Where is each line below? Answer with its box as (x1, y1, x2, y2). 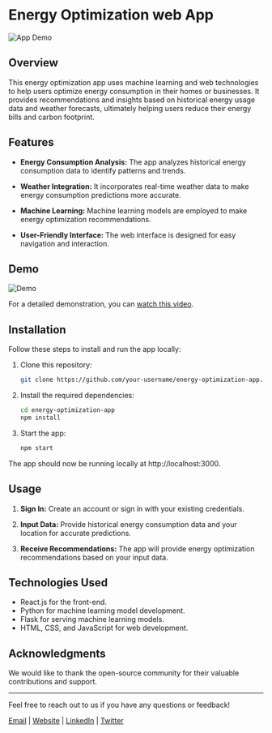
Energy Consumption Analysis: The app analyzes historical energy (19, 156, 247, 167)
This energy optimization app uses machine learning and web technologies (8, 77, 259, 87)
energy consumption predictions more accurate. (19, 190, 181, 199)
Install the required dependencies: (19, 391, 135, 401)
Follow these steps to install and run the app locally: (8, 345, 181, 354)
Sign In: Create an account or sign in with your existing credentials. (19, 504, 245, 513)
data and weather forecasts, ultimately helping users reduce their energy (8, 103, 252, 113)
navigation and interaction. (19, 238, 109, 248)
